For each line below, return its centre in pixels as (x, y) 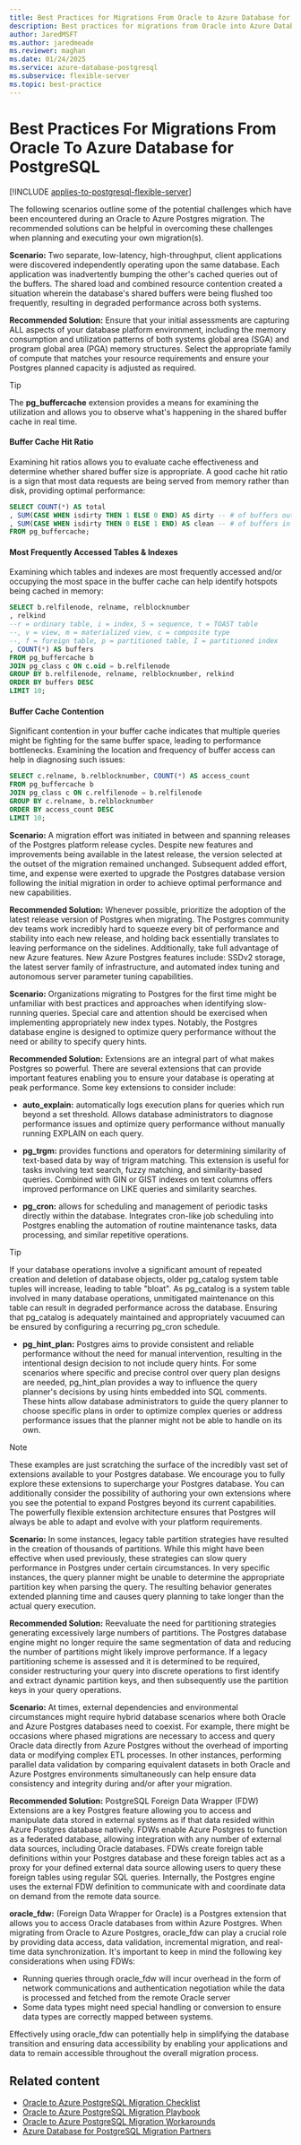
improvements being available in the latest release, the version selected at (146, 854)
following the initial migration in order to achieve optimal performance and (146, 882)
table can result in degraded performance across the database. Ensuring (143, 1307)
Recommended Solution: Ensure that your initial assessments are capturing (149, 320)
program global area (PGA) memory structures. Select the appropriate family (150, 348)
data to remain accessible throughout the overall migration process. (134, 2053)
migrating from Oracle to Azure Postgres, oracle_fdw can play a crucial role (148, 1932)
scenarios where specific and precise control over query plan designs (151, 1372)
